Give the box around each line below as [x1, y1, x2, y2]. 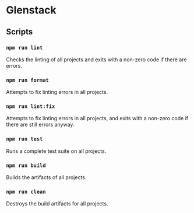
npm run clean [6, 188, 46, 195]
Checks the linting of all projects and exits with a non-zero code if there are [6, 56, 187, 63]
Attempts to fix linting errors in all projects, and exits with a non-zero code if [6, 115, 188, 122]
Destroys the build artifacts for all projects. [6, 200, 108, 207]
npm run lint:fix [6, 103, 55, 110]
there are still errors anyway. [6, 121, 75, 128]
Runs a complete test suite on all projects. [6, 147, 107, 155]
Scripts [6, 27, 33, 37]
